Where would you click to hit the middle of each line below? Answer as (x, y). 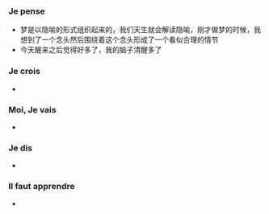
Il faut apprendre (42, 187)
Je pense (27, 11)
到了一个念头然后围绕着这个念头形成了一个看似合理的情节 (123, 40)
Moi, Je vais (32, 109)
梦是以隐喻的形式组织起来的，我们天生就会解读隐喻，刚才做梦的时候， (137, 30)
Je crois (24, 72)
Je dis (21, 148)
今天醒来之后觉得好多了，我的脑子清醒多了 (91, 50)
